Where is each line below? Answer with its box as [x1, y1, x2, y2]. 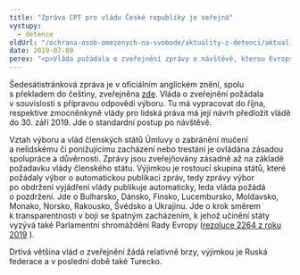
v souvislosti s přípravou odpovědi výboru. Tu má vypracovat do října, [9, 98, 266, 108]
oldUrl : [9, 37, 38, 47]
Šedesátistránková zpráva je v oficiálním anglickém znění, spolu [9, 79, 245, 89]
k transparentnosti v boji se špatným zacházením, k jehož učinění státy [9, 211, 271, 221]
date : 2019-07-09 [9, 46, 74, 55]
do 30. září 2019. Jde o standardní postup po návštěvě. [9, 117, 212, 128]
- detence [17, 29, 54, 38]
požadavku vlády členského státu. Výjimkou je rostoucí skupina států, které [9, 162, 287, 173]
